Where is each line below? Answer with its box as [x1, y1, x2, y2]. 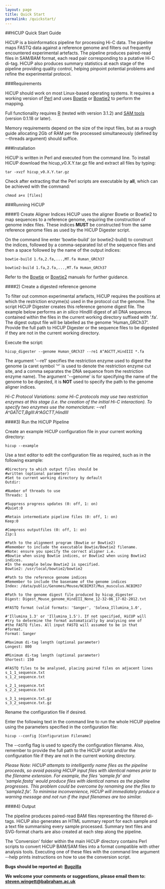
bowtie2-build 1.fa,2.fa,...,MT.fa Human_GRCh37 [5, 266, 107, 270]
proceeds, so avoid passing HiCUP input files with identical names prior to [5, 767, 157, 774]
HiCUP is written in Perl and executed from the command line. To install [5, 155, 150, 161]
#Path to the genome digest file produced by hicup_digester [5, 592, 133, 597]
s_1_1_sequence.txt [5, 670, 45, 675]
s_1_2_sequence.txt [5, 674, 45, 680]
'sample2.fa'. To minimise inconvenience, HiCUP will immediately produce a [5, 789, 160, 795]
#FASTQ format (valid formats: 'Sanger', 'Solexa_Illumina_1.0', [5, 605, 142, 611]
